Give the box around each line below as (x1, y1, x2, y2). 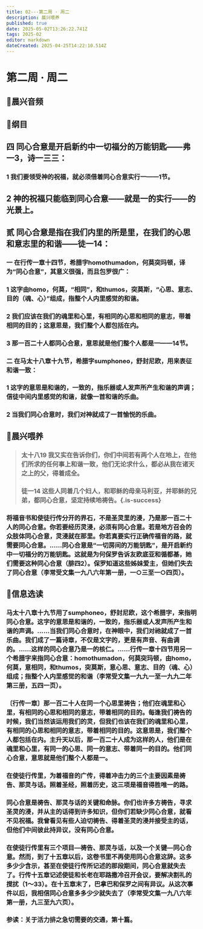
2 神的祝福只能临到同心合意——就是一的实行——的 (6, 193, 196, 204)
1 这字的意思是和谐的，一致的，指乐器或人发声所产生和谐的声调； (6, 383, 196, 392)
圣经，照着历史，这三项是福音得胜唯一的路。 (62, 780, 192, 789)
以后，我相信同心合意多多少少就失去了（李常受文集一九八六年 (12, 889, 192, 897)
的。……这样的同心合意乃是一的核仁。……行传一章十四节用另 (6, 645, 186, 653)
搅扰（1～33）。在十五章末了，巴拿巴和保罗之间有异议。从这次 (6, 880, 187, 888)
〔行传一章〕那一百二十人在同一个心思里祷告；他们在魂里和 (6, 699, 180, 707)
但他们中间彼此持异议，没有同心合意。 (6, 825, 118, 834)
